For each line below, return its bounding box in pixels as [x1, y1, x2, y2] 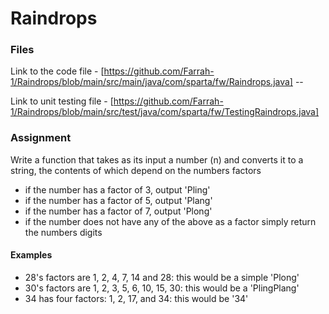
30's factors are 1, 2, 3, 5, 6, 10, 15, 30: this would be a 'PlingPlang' [24, 282, 300, 294]
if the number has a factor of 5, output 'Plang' [24, 194, 213, 206]
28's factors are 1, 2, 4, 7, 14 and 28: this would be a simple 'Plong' [24, 271, 300, 283]
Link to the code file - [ [10, 65, 105, 77]
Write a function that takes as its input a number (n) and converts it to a [10, 153, 304, 166]
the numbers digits [24, 226, 103, 238]
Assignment [10, 131, 72, 145]
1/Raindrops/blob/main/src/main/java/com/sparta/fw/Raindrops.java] [10, 76, 293, 88]
